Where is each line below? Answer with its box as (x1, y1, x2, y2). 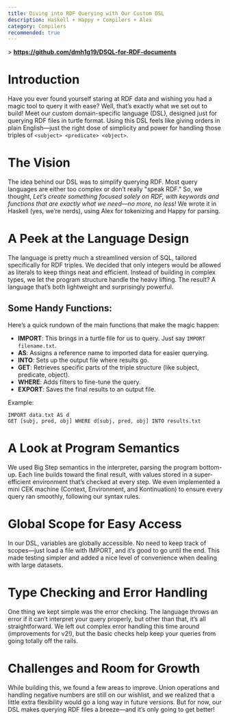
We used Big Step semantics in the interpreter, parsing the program (8, 463, 198, 471)
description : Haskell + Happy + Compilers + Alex (8, 16, 153, 23)
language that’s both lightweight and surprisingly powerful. (8, 283, 174, 291)
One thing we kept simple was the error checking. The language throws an (8, 608, 218, 616)
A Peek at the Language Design (8, 231, 190, 247)
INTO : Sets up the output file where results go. (17, 356, 149, 364)
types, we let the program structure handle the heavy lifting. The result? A (8, 276, 216, 284)
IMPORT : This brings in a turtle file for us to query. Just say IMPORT (17, 334, 206, 342)
